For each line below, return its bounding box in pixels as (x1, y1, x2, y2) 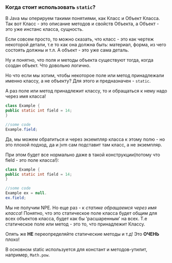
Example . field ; (5, 127, 38, 132)
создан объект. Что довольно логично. (5, 63, 91, 69)
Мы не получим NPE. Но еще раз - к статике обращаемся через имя (5, 204, 157, 211)
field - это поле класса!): (5, 157, 60, 163)
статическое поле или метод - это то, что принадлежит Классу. (5, 221, 145, 227)
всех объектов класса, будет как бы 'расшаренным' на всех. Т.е (5, 215, 147, 221)
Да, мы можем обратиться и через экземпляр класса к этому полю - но (5, 136, 165, 142)
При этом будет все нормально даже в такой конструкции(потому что (5, 152, 161, 158)
